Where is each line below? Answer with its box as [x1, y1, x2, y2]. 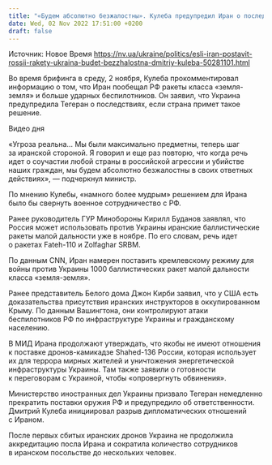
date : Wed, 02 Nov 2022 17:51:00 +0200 [8, 19, 143, 28]
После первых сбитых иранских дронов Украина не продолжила [8, 431, 234, 441]
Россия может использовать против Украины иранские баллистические [8, 222, 261, 232]
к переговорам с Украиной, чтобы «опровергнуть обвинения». [8, 373, 227, 383]
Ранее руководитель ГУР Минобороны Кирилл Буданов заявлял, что [8, 214, 246, 224]
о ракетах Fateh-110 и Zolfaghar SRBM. [8, 240, 141, 250]
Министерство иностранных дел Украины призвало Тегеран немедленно [8, 389, 263, 398]
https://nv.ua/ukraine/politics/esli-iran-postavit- [93, 50, 253, 59]
